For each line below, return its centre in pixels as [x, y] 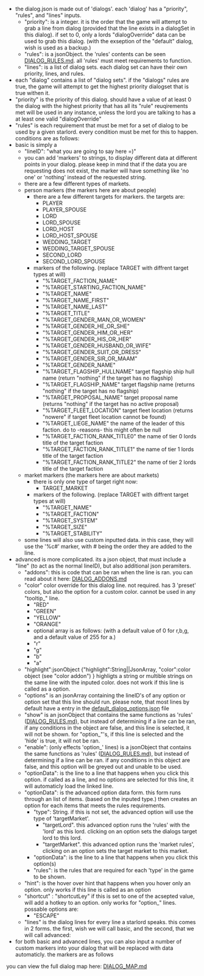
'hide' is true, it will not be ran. [62, 741]
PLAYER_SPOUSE [65, 209]
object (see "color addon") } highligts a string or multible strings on [108, 676]
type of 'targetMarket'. [62, 818]
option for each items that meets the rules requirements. [95, 805]
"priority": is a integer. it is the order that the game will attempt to [106, 22]
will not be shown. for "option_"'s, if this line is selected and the [104, 734]
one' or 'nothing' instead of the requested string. [85, 177]
